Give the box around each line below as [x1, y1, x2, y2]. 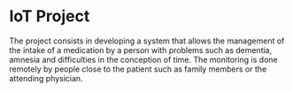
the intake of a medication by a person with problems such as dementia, [9, 44, 273, 55]
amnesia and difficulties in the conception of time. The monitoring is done [9, 54, 278, 65]
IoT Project [9, 6, 90, 27]
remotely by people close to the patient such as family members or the [9, 64, 267, 74]
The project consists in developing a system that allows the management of [9, 35, 285, 46]
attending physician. [9, 73, 83, 83]
